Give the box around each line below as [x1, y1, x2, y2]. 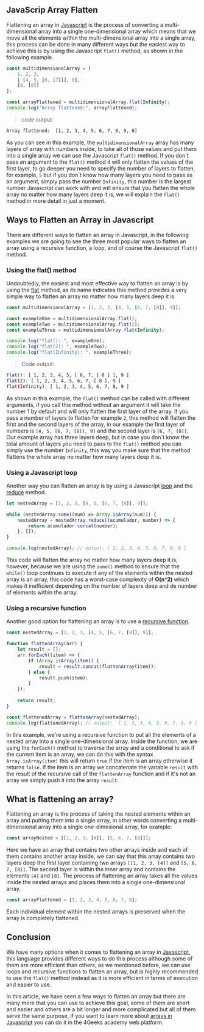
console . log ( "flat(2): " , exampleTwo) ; [6, 343, 108, 350]
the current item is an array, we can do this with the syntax [6, 750, 153, 758]
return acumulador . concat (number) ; [28, 522, 119, 529]
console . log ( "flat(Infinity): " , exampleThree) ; [6, 349, 132, 356]
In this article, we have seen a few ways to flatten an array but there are [6, 992, 186, 1000]
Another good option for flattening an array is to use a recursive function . [6, 618, 190, 625]
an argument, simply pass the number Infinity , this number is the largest [6, 177, 192, 185]
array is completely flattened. [6, 915, 80, 922]
